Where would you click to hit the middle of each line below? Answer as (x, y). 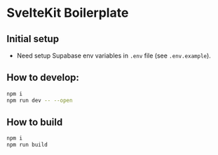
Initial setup (33, 39)
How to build (35, 122)
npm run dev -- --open (40, 100)
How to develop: (43, 77)
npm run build (27, 145)
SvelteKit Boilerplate (68, 13)
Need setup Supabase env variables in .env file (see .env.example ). (114, 55)
